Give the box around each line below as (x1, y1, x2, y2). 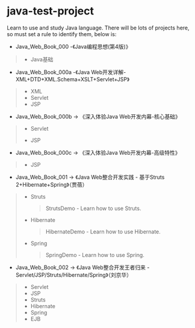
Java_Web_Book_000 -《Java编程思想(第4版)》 (15, 43, 131, 50)
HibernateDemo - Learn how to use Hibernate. (45, 227, 161, 235)
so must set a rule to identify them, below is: (7, 30, 117, 37)
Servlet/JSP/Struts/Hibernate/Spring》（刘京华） (15, 271, 132, 278)
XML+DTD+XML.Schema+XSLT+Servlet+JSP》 (15, 75, 130, 82)
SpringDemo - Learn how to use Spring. (45, 251, 145, 258)
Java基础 (30, 55, 54, 63)
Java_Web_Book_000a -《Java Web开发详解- (15, 68, 126, 76)
